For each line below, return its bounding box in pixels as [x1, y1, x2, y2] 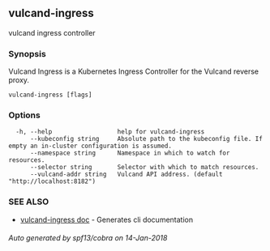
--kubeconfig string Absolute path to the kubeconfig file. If [29, 135, 264, 143]
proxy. [8, 75, 30, 85]
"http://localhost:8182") [8, 177, 96, 185]
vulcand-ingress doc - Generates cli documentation [19, 215, 193, 224]
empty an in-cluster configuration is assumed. [8, 142, 173, 151]
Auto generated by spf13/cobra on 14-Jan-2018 [8, 233, 168, 243]
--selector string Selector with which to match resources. [29, 164, 259, 172]
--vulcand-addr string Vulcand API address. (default [29, 170, 223, 179]
